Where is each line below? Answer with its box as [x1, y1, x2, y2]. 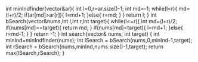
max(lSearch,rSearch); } [5, 49, 65, 56]
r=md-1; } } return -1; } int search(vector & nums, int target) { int [5, 30, 160, 38]
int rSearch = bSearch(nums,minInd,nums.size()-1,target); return [5, 43, 164, 50]
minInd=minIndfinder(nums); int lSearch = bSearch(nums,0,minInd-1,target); [5, 37, 193, 44]
